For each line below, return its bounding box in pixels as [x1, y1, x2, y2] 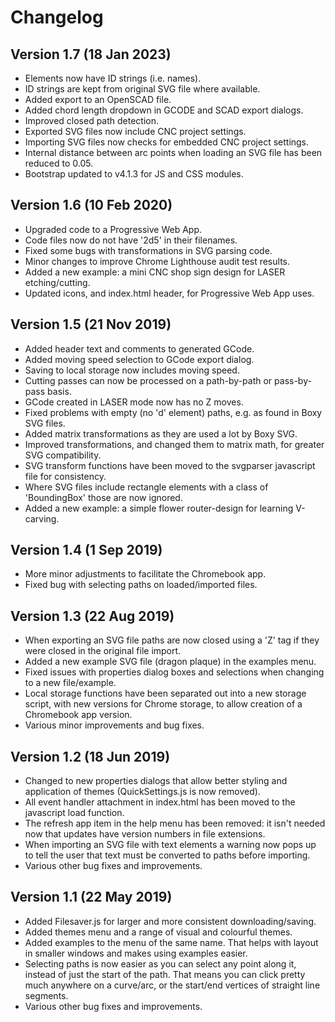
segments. [24, 989, 69, 1001]
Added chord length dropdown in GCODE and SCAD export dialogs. [24, 104, 304, 116]
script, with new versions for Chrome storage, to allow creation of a [24, 698, 303, 710]
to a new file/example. [24, 677, 117, 689]
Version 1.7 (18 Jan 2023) [10, 46, 172, 63]
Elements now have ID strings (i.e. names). [24, 72, 202, 84]
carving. [24, 512, 60, 525]
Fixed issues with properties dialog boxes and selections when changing [24, 666, 325, 678]
